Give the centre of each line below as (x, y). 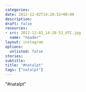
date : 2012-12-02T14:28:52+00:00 (40, 14)
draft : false (19, 24)
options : (14, 47)
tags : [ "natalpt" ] (24, 70)
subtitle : (15, 61)
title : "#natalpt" (24, 65)
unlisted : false (26, 51)
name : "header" (25, 38)
